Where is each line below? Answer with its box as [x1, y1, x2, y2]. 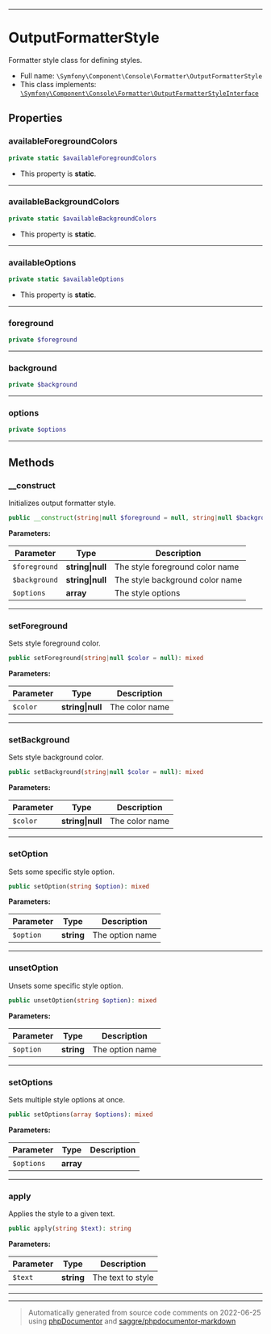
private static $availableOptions [8, 275, 125, 283]
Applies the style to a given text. [8, 1209, 115, 1219]
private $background [8, 381, 78, 389]
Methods [8, 455, 55, 469]
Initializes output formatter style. [8, 498, 116, 508]
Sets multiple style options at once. [8, 1094, 125, 1104]
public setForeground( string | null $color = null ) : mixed [8, 654, 204, 663]
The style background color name [114, 574, 243, 585]
